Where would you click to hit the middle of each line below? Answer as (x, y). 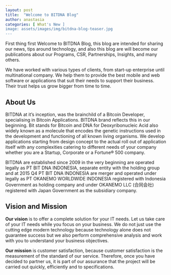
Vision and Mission (36, 207)
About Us (20, 102)
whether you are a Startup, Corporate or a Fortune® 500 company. (75, 152)
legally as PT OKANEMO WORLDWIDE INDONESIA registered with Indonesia (86, 178)
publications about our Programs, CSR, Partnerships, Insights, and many (81, 55)
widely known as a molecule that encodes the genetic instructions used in (83, 130)
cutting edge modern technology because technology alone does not (78, 230)
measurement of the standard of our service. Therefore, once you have (80, 256)
